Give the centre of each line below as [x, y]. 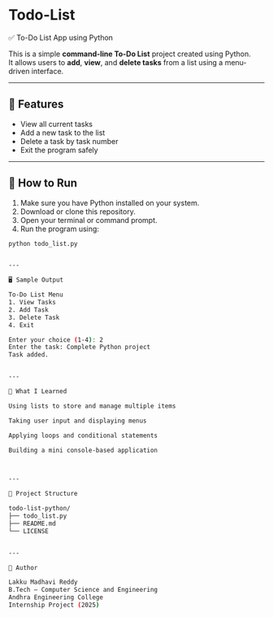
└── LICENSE [28, 531]
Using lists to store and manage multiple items [92, 406]
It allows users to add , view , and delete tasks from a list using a [116, 62]
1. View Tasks [32, 303]
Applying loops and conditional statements [83, 435]
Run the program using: [60, 229]
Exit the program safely [59, 150]
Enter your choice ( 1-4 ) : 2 [56, 339]
